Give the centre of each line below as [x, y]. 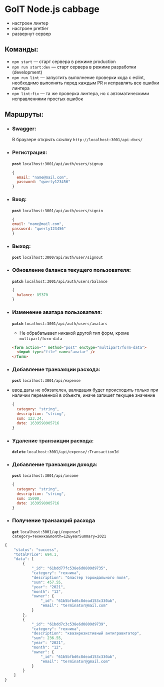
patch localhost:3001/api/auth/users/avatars [60, 324]
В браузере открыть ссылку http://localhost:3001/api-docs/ [77, 140]
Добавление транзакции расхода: [56, 370]
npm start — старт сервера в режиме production [64, 62]
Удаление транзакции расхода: [53, 440]
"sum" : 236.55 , [47, 638]
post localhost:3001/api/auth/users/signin [57, 211]
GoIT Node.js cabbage [52, 9]
